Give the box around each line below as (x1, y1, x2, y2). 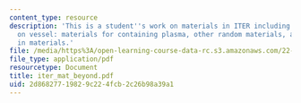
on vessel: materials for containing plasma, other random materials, (17, 30, 287, 39)
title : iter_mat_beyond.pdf (9, 72, 115, 81)
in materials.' (17, 38, 74, 47)
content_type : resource (9, 13, 99, 22)
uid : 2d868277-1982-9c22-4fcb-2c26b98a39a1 (9, 80, 175, 89)
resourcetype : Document (9, 64, 99, 73)
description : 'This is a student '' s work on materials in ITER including (9, 21, 291, 30)
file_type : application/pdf (9, 55, 115, 64)
